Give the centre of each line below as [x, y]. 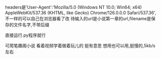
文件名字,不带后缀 [32, 25]
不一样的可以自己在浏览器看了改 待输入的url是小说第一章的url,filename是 [78, 18]
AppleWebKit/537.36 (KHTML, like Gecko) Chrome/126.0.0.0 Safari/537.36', [81, 13]
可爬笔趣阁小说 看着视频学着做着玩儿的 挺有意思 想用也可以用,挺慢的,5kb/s [80, 45]
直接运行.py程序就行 [25, 35]
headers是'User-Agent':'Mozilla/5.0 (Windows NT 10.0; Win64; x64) [73, 7]
